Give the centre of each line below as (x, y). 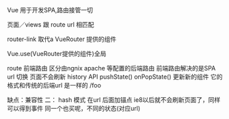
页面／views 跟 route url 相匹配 (51, 25)
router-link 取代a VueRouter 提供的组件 (62, 39)
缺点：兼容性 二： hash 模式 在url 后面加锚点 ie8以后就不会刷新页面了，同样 (114, 100)
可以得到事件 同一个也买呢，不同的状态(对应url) (74, 108)
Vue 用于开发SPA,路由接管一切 (50, 10)
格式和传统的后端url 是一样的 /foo (54, 85)
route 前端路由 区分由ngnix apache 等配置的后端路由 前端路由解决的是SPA (111, 68)
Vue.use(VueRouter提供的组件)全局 (57, 54)
